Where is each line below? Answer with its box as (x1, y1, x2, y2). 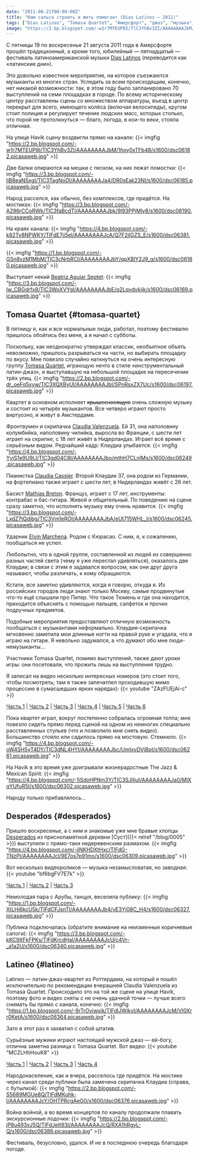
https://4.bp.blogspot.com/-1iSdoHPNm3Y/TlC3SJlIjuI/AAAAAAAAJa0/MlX (8, 776, 191, 783)
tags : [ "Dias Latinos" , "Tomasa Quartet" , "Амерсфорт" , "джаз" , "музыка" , (6, 20, 195, 26)
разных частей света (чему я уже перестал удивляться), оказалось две (6, 557, 188, 564)
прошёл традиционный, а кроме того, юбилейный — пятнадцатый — (6, 48, 181, 55)
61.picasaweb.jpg (6, 752, 49, 760)
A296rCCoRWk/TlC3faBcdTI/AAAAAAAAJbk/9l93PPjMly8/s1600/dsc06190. (6, 207, 192, 214)
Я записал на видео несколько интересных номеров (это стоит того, (6, 672, 181, 680)
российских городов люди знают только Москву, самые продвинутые (6, 588, 185, 595)
